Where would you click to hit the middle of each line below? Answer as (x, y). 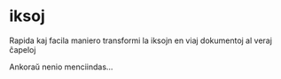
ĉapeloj (23, 49)
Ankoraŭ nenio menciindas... (61, 67)
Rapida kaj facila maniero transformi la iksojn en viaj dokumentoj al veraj (141, 40)
